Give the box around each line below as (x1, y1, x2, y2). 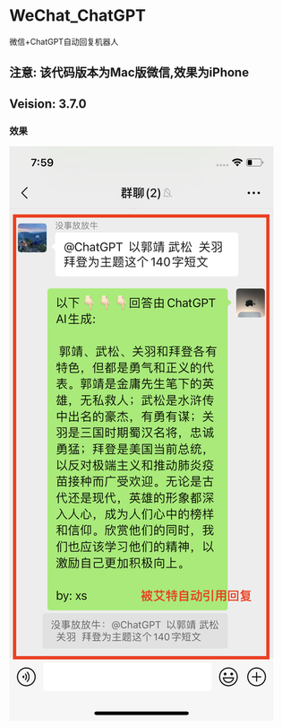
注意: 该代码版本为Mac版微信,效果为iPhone (9, 65, 249, 81)
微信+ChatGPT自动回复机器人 (9, 36, 119, 47)
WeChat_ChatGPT (9, 5, 146, 26)
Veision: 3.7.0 (9, 96, 87, 111)
